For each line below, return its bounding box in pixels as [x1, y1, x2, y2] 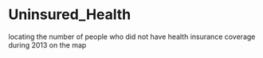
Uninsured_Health [8, 6, 131, 24]
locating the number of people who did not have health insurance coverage [8, 32, 256, 41]
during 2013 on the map [8, 40, 87, 49]
